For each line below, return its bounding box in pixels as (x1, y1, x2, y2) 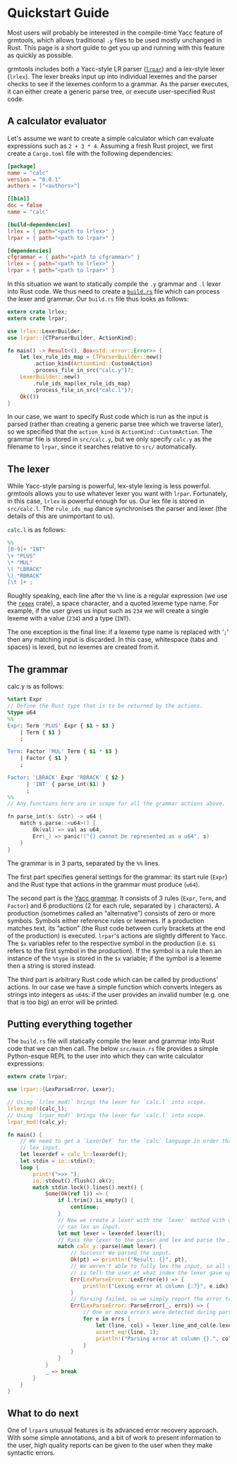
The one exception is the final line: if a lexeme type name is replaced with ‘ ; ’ (7, 628, 229, 636)
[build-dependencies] (7, 221, 71, 228)
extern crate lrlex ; (7, 309, 68, 316)
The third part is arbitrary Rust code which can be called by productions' (7, 975, 219, 984)
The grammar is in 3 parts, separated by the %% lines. (7, 858, 160, 868)
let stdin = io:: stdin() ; (20, 1158, 97, 1165)
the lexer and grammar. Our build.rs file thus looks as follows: (7, 295, 189, 303)
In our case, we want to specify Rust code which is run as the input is (7, 413, 209, 421)
